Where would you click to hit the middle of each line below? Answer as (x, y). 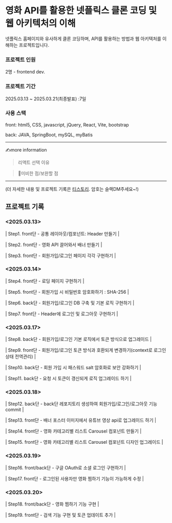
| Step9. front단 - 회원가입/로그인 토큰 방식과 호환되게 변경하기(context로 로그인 (86, 350)
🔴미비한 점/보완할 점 (38, 173)
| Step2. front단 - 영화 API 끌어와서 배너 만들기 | (54, 244)
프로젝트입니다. (34, 45)
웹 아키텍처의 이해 (40, 23)
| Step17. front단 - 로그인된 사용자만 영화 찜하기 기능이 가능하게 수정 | (75, 478)
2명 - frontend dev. (25, 72)
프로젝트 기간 (20, 86)
